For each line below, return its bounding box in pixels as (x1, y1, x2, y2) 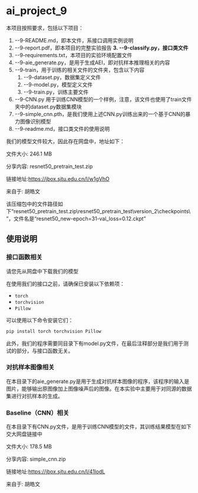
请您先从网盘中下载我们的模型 (6, 267, 78, 274)
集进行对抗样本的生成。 (6, 392, 63, 399)
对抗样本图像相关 (6, 363, 55, 372)
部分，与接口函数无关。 (16, 347, 74, 354)
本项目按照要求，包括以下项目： (6, 24, 84, 31)
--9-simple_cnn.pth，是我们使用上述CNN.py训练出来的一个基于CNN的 (14, 110, 186, 117)
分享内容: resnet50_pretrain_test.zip (6, 163, 93, 170)
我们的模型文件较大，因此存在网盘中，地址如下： (6, 137, 125, 145)
